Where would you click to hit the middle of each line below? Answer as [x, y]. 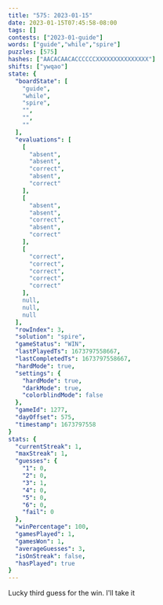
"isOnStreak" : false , [51, 556]
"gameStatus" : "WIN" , [51, 344]
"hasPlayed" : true [45, 563]
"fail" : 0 [38, 512]
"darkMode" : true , [52, 388]
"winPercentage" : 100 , [52, 527]
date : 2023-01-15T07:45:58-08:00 [63, 23]
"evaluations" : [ [43, 139]
